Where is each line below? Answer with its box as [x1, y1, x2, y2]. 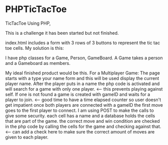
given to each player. [5, 134, 49, 140]
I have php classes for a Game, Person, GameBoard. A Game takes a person [5, 54, 163, 61]
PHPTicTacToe [5, 4, 67, 15]
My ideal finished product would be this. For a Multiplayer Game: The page [5, 69, 160, 76]
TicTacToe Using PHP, [5, 20, 51, 26]
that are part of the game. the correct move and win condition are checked [5, 118, 160, 124]
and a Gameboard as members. [5, 60, 70, 66]
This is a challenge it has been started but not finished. [5, 30, 119, 36]
